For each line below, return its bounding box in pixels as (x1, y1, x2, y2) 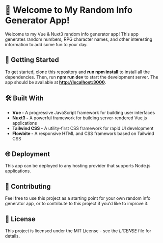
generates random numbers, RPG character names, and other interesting (5, 36, 153, 42)
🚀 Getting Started (5, 56, 59, 64)
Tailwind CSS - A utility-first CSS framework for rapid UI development (12, 125, 154, 131)
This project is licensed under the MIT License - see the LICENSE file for (5, 228, 151, 234)
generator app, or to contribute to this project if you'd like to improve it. (5, 201, 149, 207)
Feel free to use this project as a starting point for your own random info (5, 195, 151, 201)
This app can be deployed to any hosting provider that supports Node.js (5, 163, 151, 169)
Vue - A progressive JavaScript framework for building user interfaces (12, 109, 155, 115)
